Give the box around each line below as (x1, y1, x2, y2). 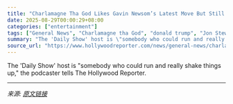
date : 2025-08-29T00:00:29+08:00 (7, 17, 104, 24)
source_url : (7, 42, 42, 49)
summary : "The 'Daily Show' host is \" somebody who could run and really (7, 36, 225, 43)
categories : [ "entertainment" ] (7, 23, 98, 30)
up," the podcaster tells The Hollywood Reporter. (7, 69, 147, 77)
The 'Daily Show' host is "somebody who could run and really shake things (7, 62, 222, 69)
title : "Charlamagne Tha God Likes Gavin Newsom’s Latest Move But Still (7, 10, 225, 17)
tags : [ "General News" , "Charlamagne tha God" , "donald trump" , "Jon (7, 29, 213, 37)
